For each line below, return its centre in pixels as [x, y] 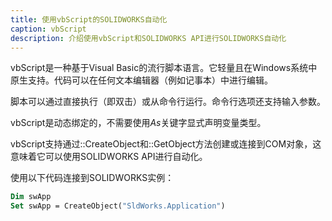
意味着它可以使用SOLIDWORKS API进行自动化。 [109, 157]
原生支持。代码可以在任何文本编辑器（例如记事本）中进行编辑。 [141, 80]
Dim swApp [31, 197]
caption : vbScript [48, 29]
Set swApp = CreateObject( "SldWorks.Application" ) [118, 206]
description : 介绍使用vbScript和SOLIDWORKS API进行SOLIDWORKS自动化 [148, 38]
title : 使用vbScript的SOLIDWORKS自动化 [89, 19]
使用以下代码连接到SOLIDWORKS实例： [92, 178]
